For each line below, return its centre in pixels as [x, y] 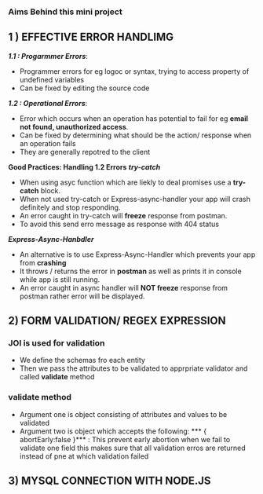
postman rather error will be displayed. [82, 296]
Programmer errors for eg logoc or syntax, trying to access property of [134, 71]
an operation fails [47, 143]
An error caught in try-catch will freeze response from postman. [123, 215]
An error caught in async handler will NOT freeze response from [124, 287]
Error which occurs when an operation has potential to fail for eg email [134, 118]
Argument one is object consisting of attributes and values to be [123, 414]
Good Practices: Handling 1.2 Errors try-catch [84, 166]
